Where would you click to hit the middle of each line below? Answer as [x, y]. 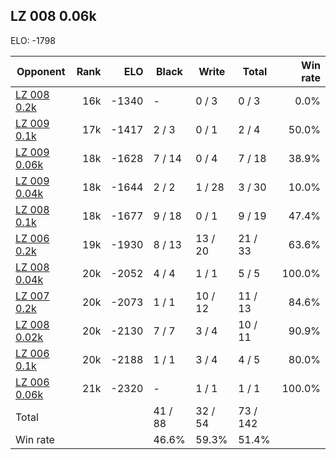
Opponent [41, 71]
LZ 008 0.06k [53, 16]
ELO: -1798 [33, 40]
